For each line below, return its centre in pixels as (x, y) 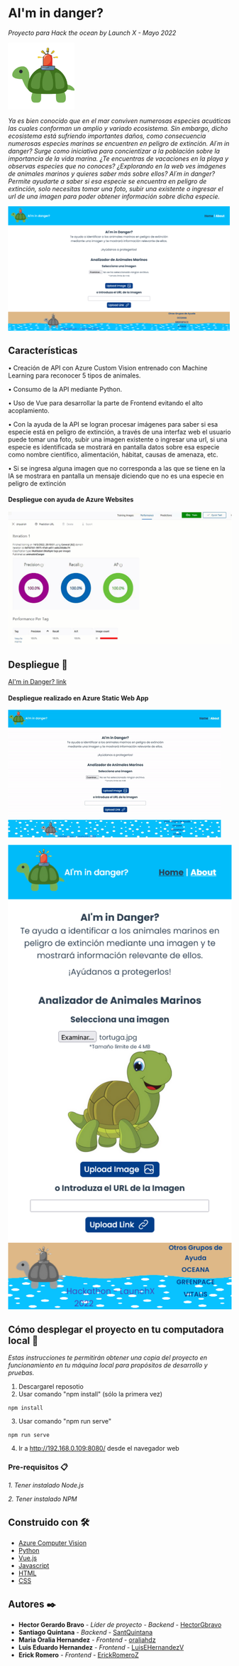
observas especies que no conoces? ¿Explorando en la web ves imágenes (117, 166)
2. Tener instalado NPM (43, 1499)
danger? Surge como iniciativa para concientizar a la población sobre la (114, 151)
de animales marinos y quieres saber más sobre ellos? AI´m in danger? (112, 173)
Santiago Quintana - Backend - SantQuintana (85, 1633)
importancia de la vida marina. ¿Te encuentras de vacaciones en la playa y (118, 159)
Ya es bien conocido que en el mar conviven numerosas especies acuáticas (119, 121)
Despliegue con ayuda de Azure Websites (71, 500)
